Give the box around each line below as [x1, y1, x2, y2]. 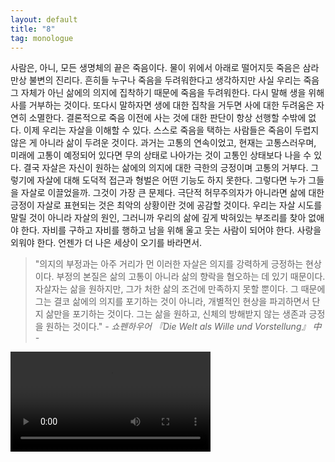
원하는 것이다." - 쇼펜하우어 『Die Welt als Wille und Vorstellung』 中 [45, 321, 322, 333]
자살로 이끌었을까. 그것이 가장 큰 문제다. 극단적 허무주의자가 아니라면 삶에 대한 [20, 187, 325, 199]
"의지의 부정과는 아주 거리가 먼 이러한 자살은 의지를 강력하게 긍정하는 [34, 258, 304, 270]
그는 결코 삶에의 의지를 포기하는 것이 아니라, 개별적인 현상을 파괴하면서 [34, 296, 310, 308]
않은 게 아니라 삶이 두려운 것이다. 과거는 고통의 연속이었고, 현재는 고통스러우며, [10, 137, 317, 149]
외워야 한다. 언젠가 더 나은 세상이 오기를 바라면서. [10, 237, 203, 249]
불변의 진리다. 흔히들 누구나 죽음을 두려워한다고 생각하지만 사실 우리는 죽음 [28, 74, 320, 86]
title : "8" [10, 24, 56, 34]
